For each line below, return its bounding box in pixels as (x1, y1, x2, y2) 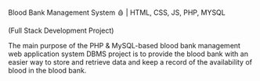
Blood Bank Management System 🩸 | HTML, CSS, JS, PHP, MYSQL (8, 8, 226, 17)
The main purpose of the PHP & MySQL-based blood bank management (8, 41, 241, 50)
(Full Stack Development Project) (8, 26, 114, 35)
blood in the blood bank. (8, 66, 87, 75)
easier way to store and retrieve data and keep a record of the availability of (8, 58, 253, 66)
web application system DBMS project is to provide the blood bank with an (8, 49, 249, 58)
